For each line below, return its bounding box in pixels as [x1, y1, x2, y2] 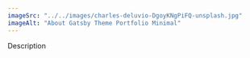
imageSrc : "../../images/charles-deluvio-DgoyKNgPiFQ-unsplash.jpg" [7, 11, 243, 20]
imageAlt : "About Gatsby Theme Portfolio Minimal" [7, 19, 181, 27]
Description [7, 41, 46, 50]
